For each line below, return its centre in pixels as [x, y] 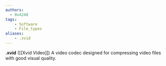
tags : [11, 19]
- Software [26, 24]
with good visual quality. [31, 58]
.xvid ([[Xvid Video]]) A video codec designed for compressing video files [83, 53]
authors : [15, 10]
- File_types [28, 29]
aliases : [15, 34]
